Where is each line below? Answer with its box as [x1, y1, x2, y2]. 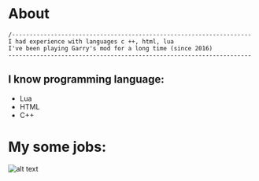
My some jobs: [8, 138, 107, 156]
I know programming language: [8, 72, 165, 87]
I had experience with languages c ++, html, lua [8, 37, 175, 46]
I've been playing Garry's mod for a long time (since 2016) [8, 44, 213, 52]
